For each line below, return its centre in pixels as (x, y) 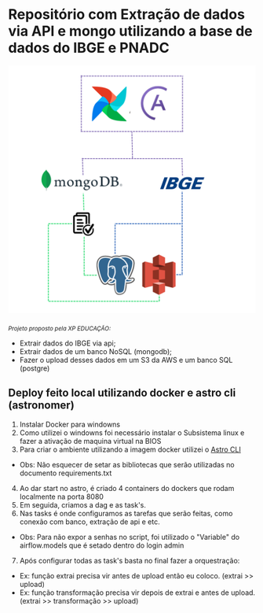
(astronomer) (41, 406)
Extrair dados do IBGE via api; (68, 343)
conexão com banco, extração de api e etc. (89, 522)
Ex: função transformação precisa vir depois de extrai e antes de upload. (137, 593)
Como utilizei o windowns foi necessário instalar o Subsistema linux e (132, 432)
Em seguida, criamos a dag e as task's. (83, 504)
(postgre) (35, 368)
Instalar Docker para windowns (70, 424)
